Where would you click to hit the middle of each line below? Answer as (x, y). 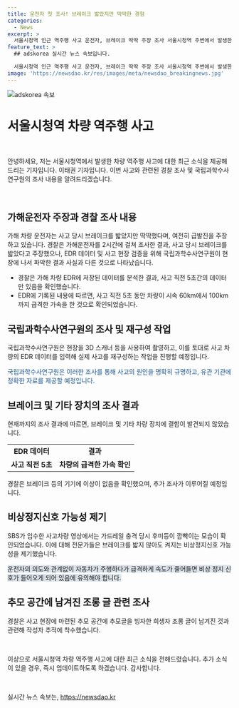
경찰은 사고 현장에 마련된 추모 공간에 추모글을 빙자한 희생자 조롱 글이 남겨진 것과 (118, 621)
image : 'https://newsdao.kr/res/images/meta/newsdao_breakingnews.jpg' (116, 73)
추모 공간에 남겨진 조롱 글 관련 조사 (79, 603)
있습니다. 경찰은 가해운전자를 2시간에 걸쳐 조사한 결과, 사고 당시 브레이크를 (124, 245)
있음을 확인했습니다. (53, 287)
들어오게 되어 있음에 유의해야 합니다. (71, 577)
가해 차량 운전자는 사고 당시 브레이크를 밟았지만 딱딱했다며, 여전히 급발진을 (111, 236)
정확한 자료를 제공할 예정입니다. (51, 381)
